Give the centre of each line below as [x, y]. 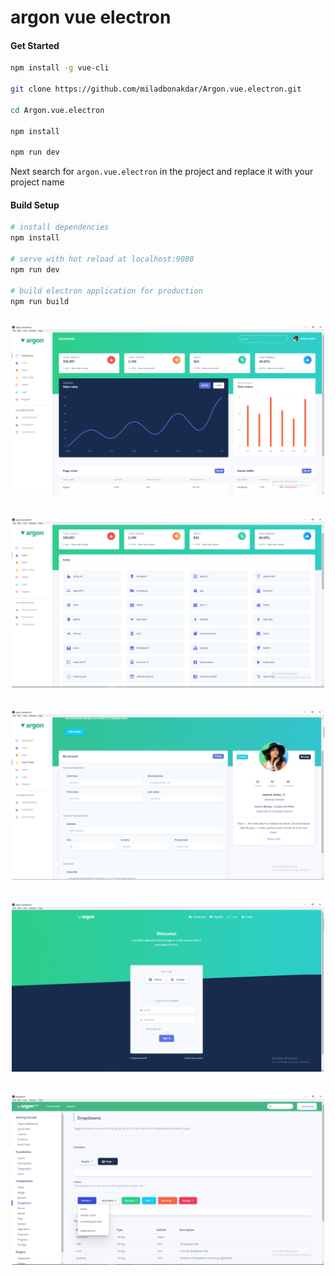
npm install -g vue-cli [60, 68]
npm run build [40, 301]
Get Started [35, 45]
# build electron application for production [106, 291]
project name [37, 182]
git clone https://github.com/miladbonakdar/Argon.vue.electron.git [156, 89]
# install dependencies [60, 227]
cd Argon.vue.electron [57, 110]
